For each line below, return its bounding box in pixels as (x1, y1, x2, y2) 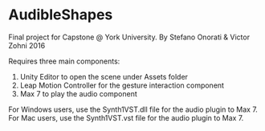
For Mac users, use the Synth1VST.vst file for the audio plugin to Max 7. (8, 113, 244, 122)
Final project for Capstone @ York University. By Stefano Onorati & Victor (8, 32, 251, 42)
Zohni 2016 (8, 40, 46, 50)
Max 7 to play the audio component (19, 88, 138, 98)
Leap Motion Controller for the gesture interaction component (19, 80, 225, 90)
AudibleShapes (8, 6, 113, 24)
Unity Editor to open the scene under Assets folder (19, 72, 189, 81)
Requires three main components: (8, 56, 120, 66)
